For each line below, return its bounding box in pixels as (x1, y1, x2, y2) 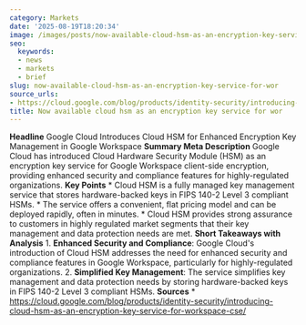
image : (9, 30, 35, 39)
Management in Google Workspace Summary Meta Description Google (9, 141, 280, 152)
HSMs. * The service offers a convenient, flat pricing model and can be (9, 199, 277, 210)
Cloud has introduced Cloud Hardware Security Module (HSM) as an (9, 151, 267, 162)
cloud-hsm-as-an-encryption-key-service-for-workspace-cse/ (9, 306, 247, 317)
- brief (17, 73, 47, 82)
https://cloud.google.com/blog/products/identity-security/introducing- (9, 296, 273, 307)
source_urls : (9, 89, 59, 98)
